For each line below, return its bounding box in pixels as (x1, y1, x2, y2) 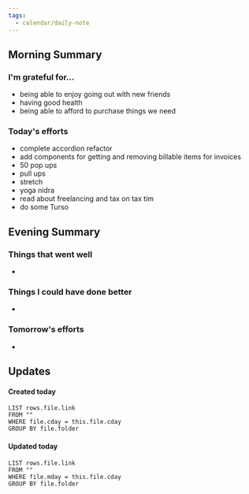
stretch (19, 177, 43, 187)
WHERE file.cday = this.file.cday (8, 418, 122, 426)
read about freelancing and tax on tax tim (19, 194, 154, 203)
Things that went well (8, 249, 93, 260)
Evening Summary (8, 225, 101, 239)
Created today (8, 387, 57, 396)
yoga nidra (19, 186, 55, 195)
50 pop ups (19, 161, 58, 170)
